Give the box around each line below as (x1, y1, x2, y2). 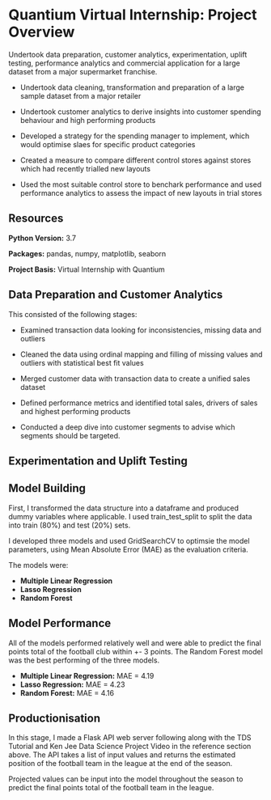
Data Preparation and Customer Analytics (8, 288, 223, 302)
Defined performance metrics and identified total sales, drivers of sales (19, 398, 258, 408)
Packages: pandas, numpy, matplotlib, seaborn (8, 248, 167, 258)
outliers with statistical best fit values (19, 358, 144, 367)
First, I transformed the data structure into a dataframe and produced (8, 503, 239, 513)
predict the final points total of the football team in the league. (8, 783, 214, 793)
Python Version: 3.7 (8, 233, 77, 243)
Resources (8, 212, 64, 226)
